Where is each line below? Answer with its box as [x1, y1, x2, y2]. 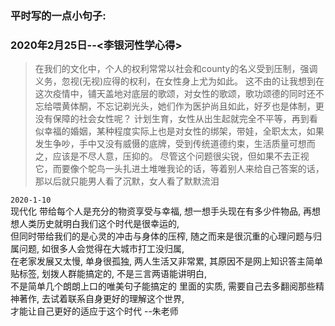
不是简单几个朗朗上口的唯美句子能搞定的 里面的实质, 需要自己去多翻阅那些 [10, 280, 316, 292]
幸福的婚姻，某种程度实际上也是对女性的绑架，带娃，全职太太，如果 [43, 125, 325, 137]
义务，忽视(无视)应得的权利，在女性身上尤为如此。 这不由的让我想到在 [34, 75, 325, 87]
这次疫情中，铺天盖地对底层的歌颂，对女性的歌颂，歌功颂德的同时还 [34, 88, 316, 100]
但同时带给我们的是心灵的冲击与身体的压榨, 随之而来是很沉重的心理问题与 [10, 230, 313, 242]
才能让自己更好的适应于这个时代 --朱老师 [10, 305, 179, 317]
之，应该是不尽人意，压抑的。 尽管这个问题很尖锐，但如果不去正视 [34, 150, 310, 162]
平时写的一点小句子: [10, 8, 107, 22]
